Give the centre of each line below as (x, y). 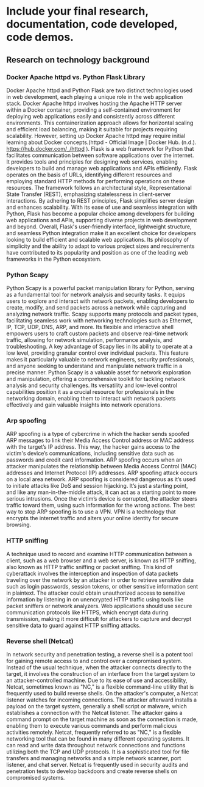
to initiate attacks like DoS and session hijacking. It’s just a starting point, (97, 486)
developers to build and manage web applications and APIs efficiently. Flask (102, 168)
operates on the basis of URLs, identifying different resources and (89, 175)
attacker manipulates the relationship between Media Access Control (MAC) (101, 466)
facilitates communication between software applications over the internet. (100, 155)
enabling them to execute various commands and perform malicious (92, 726)
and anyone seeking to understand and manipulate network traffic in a (94, 366)
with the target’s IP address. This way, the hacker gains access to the (93, 447)
